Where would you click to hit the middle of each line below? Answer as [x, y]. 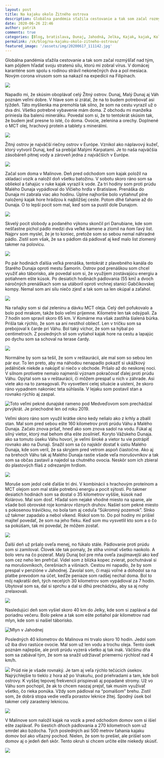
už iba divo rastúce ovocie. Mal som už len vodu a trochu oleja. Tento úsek [80, 644]
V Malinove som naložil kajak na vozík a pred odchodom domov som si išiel [81, 720]
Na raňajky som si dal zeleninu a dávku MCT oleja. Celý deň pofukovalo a [79, 307]
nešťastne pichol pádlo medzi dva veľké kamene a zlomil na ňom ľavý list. [79, 228]
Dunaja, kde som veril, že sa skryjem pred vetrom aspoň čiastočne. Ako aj [79, 450]
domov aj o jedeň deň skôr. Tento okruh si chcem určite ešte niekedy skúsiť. [82, 741]
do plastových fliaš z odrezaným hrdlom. [46, 465]
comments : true [20, 32]
